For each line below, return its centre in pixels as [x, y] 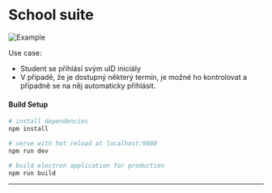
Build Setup [28, 104]
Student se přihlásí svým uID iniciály [81, 68]
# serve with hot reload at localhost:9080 [83, 143]
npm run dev [28, 151]
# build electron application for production [86, 166]
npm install [28, 129]
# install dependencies [49, 122]
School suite [51, 15]
